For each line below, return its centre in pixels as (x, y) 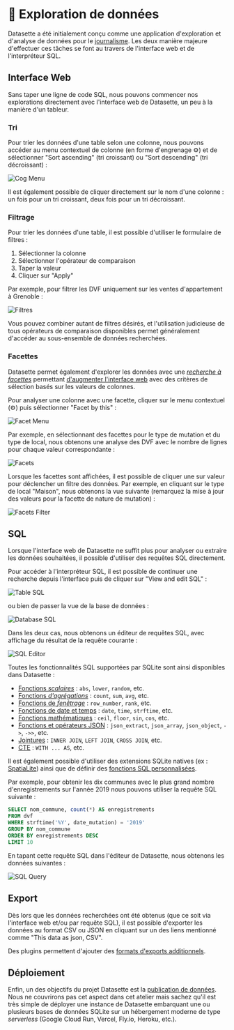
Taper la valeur (39, 268)
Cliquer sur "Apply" (46, 275)
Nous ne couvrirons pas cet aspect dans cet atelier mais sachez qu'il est (112, 997)
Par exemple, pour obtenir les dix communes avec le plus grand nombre (111, 782)
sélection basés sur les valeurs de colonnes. (71, 386)
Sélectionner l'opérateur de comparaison (77, 261)
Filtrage (21, 217)
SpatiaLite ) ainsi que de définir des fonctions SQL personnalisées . (102, 768)
